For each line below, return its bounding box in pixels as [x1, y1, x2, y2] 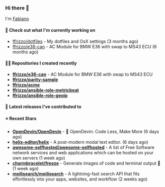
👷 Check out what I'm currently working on [5, 27, 95, 33]
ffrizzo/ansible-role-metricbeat [12, 87, 79, 93]
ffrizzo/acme [12, 82, 40, 88]
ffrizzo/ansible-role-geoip [12, 92, 68, 98]
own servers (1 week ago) [12, 155, 66, 161]
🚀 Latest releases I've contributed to [5, 104, 82, 110]
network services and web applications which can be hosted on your [12, 149, 154, 156]
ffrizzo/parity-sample [12, 77, 58, 83]
